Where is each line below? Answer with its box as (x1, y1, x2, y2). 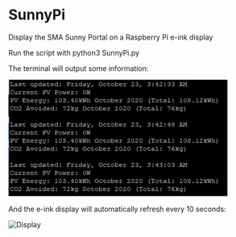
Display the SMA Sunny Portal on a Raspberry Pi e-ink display (8, 32, 213, 42)
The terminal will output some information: (8, 63, 149, 73)
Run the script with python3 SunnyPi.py (8, 48, 139, 57)
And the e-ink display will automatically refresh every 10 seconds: (8, 204, 227, 214)
